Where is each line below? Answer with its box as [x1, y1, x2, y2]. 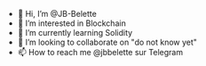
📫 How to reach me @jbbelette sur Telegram [17, 47, 184, 57]
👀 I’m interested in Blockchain [17, 18, 126, 29]
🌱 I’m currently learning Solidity [17, 28, 133, 37]
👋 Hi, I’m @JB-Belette [17, 9, 98, 19]
